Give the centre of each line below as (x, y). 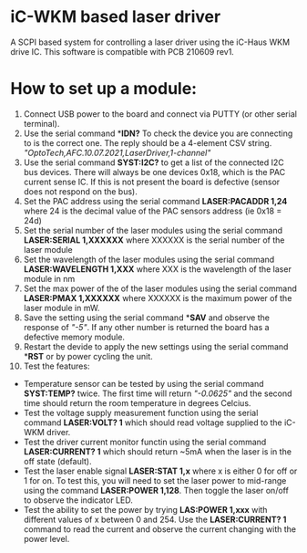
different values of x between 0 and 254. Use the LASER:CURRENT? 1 (155, 519)
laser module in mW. (61, 308)
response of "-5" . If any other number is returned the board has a (146, 327)
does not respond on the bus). (80, 191)
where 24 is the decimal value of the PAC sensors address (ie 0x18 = (153, 211)
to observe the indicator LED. (78, 500)
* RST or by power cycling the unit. (88, 356)
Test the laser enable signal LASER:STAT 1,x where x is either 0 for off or (160, 471)
